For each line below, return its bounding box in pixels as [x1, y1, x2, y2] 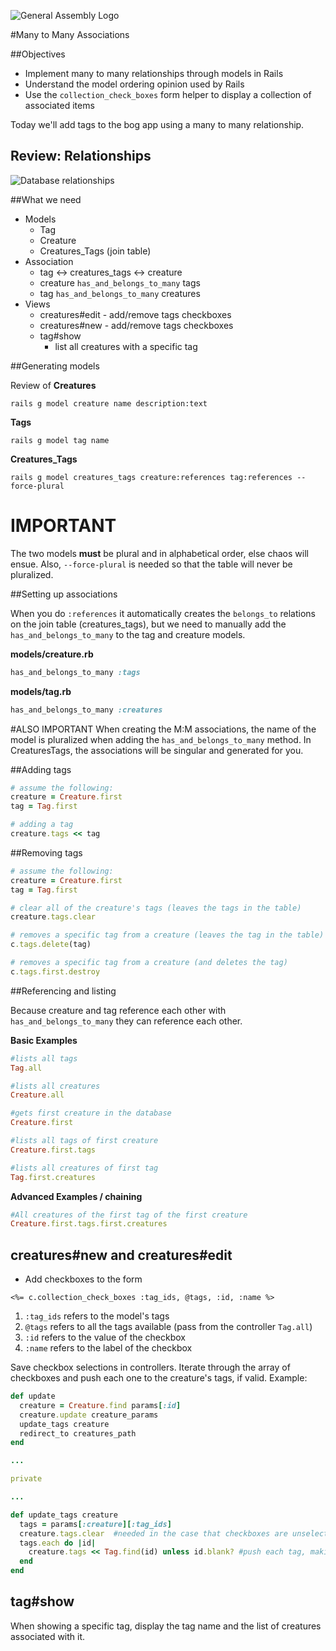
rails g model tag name [10, 435, 110, 445]
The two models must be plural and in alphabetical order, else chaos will [10, 547, 309, 559]
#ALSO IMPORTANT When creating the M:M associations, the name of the [10, 723, 317, 735]
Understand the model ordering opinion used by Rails [24, 78, 245, 90]
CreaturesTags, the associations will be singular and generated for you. [10, 744, 304, 756]
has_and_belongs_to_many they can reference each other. [10, 1015, 243, 1027]
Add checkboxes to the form [24, 1273, 143, 1285]
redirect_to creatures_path [19, 1428, 137, 1439]
